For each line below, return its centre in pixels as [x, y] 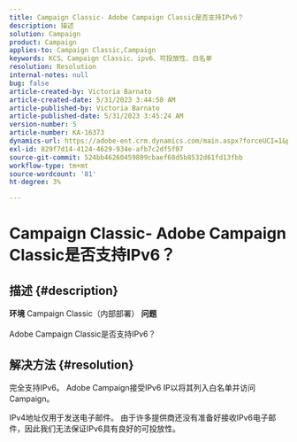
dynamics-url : [35, 141]
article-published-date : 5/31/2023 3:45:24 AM [96, 116]
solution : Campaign [45, 34]
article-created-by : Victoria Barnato [80, 91]
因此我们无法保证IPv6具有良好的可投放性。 [103, 428]
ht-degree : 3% [35, 182]
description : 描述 [42, 26]
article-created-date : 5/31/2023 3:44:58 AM [92, 100]
